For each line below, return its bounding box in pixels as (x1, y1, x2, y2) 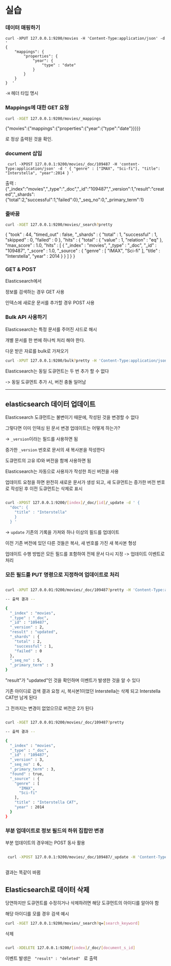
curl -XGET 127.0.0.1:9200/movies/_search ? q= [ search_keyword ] (5, 921, 140, 926)
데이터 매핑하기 (5, 24, 41, 31)
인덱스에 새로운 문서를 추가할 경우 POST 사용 (5, 300, 95, 306)
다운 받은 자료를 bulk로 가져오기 (5, 347, 69, 354)
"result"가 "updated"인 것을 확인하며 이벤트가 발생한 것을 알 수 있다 (5, 677, 140, 683)
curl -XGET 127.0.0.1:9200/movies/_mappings (5, 116, 101, 121)
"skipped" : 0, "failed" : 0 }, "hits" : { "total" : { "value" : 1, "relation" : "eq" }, (5, 237, 163, 243)
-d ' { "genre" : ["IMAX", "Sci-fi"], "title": (58, 166, 160, 171)
